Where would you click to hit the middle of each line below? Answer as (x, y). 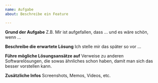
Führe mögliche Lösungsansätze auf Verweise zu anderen (64, 55)
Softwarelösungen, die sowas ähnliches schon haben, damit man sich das (79, 61)
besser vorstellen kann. (28, 66)
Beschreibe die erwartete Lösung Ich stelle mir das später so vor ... (73, 46)
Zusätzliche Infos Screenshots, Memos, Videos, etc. (58, 75)
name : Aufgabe (19, 9)
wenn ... (13, 37)
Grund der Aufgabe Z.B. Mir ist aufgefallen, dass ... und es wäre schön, (77, 32)
